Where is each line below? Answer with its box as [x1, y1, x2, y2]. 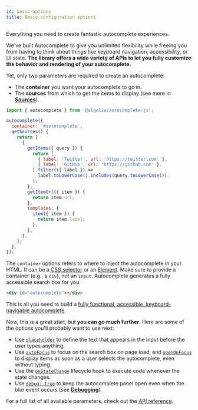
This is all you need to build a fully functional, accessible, [6, 301, 145, 308]
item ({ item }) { [32, 211, 75, 217]
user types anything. [14, 342, 65, 349]
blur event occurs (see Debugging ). [14, 386, 102, 394]
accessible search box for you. [6, 279, 81, 286]
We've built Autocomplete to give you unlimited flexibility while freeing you [6, 42, 187, 49]
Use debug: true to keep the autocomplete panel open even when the [14, 380, 184, 387]
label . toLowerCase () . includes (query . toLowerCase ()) [37, 173, 167, 178]
